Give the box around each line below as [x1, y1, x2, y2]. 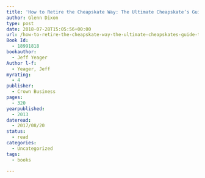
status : [6, 128, 26, 135]
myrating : [6, 72, 32, 78]
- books [12, 157, 32, 163]
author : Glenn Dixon [6, 15, 59, 21]
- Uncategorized [12, 145, 53, 152]
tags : [6, 151, 20, 157]
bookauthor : [6, 49, 37, 55]
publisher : [6, 83, 34, 89]
